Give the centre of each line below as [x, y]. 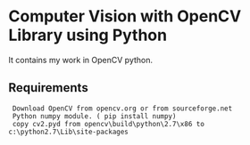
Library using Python [87, 35]
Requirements [48, 88]
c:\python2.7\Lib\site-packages [68, 132]
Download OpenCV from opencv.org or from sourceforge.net [122, 109]
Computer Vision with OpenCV [125, 16]
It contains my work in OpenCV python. [81, 60]
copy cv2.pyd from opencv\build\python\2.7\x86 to [108, 124]
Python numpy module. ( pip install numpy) [94, 116]
